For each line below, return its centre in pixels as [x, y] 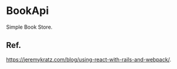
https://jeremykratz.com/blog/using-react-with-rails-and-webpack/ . [89, 59]
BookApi [27, 11]
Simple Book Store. [29, 27]
